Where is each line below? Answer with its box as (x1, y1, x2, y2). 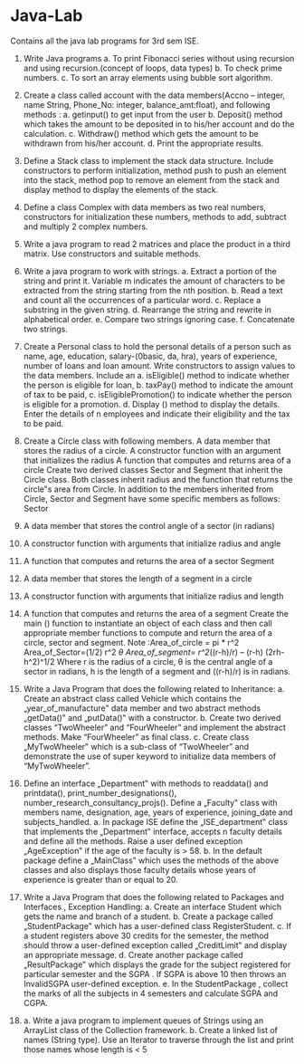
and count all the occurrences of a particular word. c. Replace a (23, 294, 261, 305)
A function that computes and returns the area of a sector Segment (23, 555, 275, 566)
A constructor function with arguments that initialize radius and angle (23, 538, 281, 549)
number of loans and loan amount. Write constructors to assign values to (23, 359, 296, 371)
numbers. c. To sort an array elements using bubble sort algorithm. (23, 72, 273, 82)
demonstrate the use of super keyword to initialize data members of (23, 751, 277, 762)
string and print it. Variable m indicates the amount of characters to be (23, 275, 286, 286)
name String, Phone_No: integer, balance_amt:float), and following (23, 99, 271, 110)
